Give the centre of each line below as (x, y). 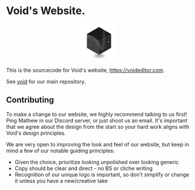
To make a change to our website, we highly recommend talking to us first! (97, 114)
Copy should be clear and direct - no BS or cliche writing (84, 168)
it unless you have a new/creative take (61, 181)
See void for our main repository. (46, 81)
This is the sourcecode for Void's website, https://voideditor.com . (85, 70)
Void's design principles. (36, 133)
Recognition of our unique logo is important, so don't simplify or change (102, 174)
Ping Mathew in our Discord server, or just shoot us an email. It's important (97, 120)
